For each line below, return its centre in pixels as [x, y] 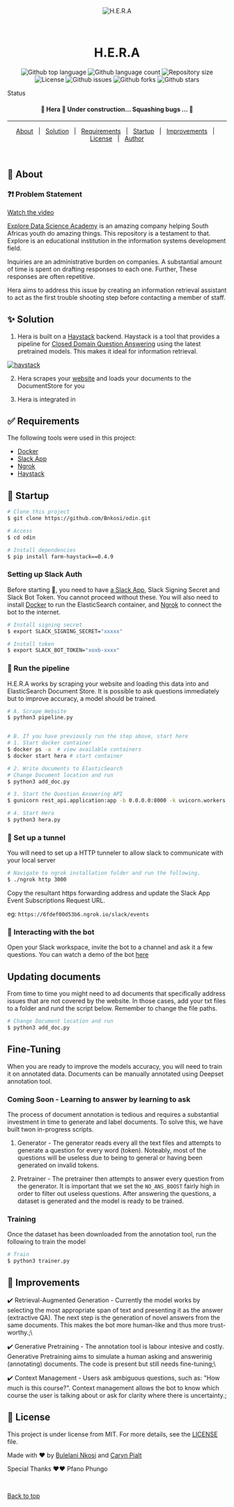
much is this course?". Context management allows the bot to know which [113, 1387]
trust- [218, 1325]
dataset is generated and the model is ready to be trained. [101, 1201]
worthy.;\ [20, 1332]
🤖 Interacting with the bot [51, 932]
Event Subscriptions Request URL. [56, 900]
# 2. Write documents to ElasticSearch [65, 768]
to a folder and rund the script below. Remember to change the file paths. [112, 1009]
